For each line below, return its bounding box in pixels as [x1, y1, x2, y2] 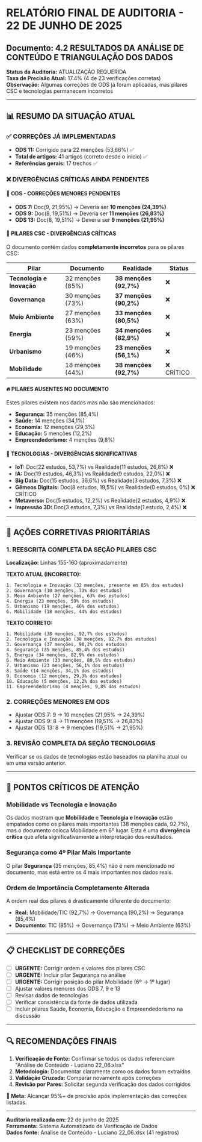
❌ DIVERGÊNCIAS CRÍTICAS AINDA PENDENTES [6, 175, 149, 183]
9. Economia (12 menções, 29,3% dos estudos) [6, 673, 122, 679]
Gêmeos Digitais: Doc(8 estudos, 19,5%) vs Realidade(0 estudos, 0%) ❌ [14, 484, 195, 491]
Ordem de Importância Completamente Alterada [6, 883, 150, 892]
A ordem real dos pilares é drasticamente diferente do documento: [6, 897, 171, 904]
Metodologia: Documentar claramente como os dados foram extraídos [14, 1068, 191, 1075]
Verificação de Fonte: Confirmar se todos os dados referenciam [14, 1055, 175, 1062]
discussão [14, 1012, 41, 1020]
